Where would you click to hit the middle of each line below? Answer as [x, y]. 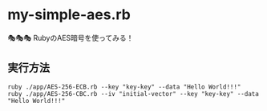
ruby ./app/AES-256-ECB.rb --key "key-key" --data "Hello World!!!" [124, 87]
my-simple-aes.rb [69, 15]
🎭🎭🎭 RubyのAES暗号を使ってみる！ [71, 38]
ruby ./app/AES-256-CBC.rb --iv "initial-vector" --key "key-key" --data [133, 93]
